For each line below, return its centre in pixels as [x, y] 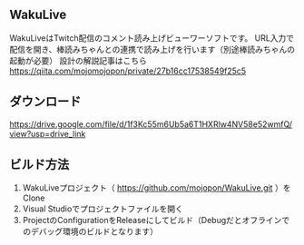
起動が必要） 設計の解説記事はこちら [78, 60]
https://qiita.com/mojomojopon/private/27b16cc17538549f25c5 [128, 71]
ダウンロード [45, 102]
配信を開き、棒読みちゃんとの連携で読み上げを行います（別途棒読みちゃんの [152, 49]
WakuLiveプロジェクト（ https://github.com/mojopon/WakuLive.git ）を [157, 188]
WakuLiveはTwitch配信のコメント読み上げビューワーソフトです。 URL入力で [152, 38]
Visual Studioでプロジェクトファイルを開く [103, 209]
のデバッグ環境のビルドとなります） [90, 231]
